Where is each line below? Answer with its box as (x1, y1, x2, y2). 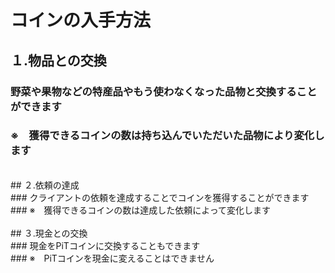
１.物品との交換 (10, 52, 107, 69)
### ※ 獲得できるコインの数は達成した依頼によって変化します (10, 204, 272, 216)
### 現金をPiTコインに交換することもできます (10, 239, 201, 251)
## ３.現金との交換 (10, 227, 88, 239)
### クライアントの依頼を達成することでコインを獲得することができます (10, 191, 310, 203)
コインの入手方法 (10, 9, 152, 32)
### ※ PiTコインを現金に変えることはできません (10, 252, 215, 264)
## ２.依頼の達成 (10, 179, 80, 191)
